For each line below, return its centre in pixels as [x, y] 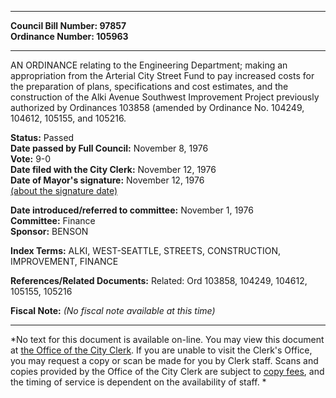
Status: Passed [42, 137]
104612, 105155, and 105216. [68, 118]
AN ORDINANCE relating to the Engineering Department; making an [149, 65]
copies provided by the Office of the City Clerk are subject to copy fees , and [167, 371]
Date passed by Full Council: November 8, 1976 [109, 148]
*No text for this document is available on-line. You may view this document [167, 339]
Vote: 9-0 [31, 159]
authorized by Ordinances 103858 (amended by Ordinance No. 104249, [157, 107]
